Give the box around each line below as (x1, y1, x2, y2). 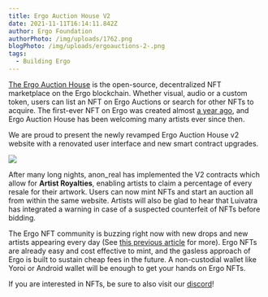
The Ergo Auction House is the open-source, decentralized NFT (8, 79, 222, 90)
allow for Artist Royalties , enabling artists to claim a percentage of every (8, 178, 253, 188)
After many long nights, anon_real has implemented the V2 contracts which (8, 169, 260, 179)
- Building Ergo (15, 58, 71, 66)
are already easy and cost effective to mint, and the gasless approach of (8, 246, 251, 256)
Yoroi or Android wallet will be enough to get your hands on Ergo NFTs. (8, 263, 246, 273)
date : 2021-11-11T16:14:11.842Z (8, 20, 118, 28)
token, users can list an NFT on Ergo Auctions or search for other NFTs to (8, 97, 254, 107)
